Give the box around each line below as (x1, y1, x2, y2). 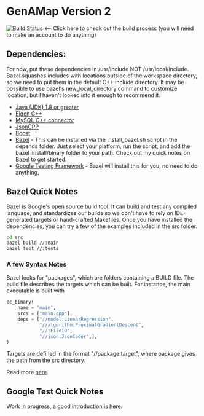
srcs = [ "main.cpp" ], (17, 310, 73, 317)
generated (6, 216, 33, 223)
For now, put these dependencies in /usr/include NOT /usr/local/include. (6, 65, 189, 73)
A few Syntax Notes (6, 260, 67, 269)
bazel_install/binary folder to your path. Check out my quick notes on (15, 149, 190, 156)
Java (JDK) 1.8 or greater (15, 103, 79, 111)
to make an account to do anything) (6, 31, 96, 38)
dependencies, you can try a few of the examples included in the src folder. (6, 222, 198, 230)
